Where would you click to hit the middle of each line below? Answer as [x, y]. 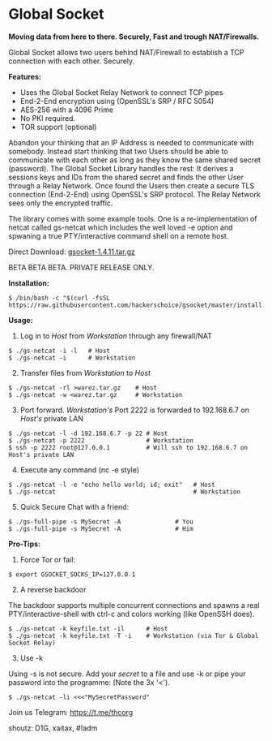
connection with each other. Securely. [72, 61]
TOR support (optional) [58, 127]
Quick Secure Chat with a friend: [74, 506]
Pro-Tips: [24, 544]
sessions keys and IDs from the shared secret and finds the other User [126, 177]
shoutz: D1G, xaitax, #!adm [53, 728]
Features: [25, 76]
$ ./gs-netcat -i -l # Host [59, 351]
